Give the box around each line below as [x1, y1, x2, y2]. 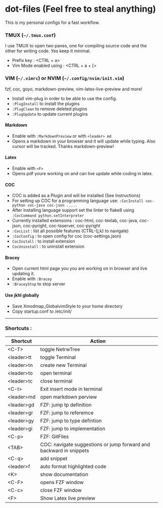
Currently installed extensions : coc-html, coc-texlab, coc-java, [12, 218, 138, 224]
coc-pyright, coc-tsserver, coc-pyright [23, 223, 100, 229]
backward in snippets [40, 447, 89, 454]
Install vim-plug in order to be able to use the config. [12, 95, 117, 101]
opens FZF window [40, 479, 84, 486]
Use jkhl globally [5, 292, 39, 298]
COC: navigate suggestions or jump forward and [40, 441, 150, 447]
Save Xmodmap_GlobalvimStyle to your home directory [12, 303, 123, 309]
